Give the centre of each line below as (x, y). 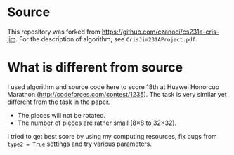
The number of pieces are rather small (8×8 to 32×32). (97, 123)
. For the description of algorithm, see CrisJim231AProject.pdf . (107, 39)
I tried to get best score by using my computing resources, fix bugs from (112, 136)
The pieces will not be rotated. (61, 115)
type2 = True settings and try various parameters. (80, 144)
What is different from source (95, 68)
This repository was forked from (54, 32)
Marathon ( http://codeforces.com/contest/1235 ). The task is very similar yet (117, 94)
